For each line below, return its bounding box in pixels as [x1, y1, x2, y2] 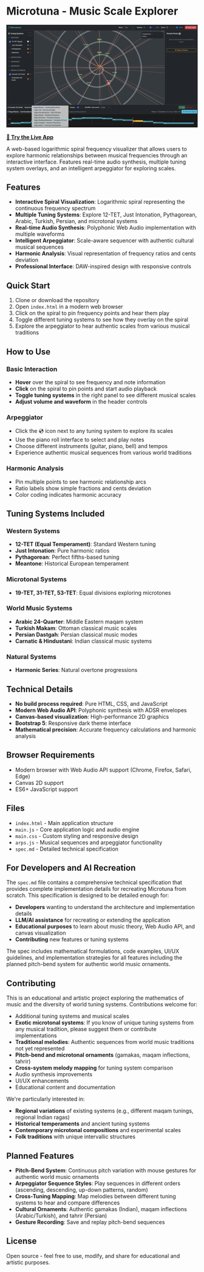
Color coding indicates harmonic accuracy [15, 491, 121, 498]
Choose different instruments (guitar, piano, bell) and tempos [15, 443, 168, 450]
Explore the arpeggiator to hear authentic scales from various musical [15, 322, 190, 330]
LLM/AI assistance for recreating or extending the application [15, 916, 171, 924]
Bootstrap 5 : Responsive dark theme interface [15, 719, 132, 727]
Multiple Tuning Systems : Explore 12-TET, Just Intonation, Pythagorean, [15, 211, 197, 218]
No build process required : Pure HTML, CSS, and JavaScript [15, 700, 168, 707]
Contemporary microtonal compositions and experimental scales [15, 1127, 181, 1134]
